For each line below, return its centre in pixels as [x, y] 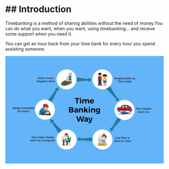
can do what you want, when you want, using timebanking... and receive [80, 28]
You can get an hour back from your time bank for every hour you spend [80, 43]
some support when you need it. [39, 34]
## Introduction [38, 9]
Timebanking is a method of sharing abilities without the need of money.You [84, 23]
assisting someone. [25, 49]
